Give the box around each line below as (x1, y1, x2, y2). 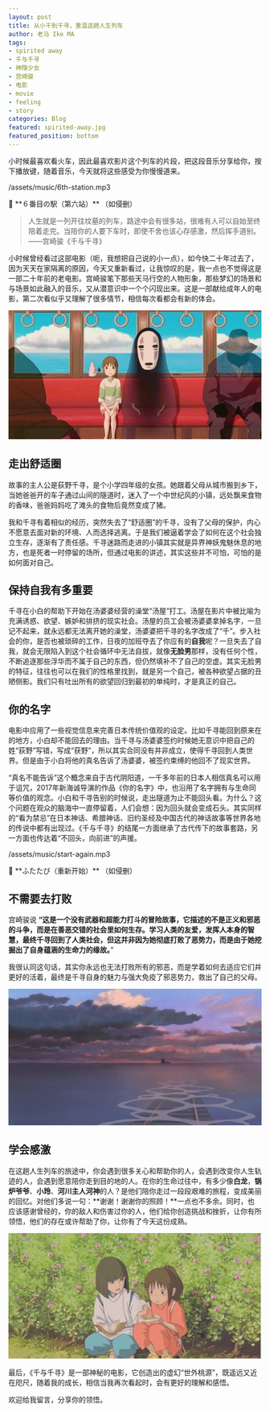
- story (8, 106, 35, 114)
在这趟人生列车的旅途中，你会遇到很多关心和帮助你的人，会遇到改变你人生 (8, 1165, 255, 1176)
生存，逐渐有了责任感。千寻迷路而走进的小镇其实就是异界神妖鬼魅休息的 (14, 537, 255, 547)
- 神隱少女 (8, 64, 40, 73)
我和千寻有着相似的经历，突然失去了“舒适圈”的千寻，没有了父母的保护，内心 (8, 517, 261, 527)
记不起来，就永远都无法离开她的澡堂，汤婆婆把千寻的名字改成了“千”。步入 (8, 626, 255, 636)
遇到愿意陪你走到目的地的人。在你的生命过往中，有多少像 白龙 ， (43, 1176, 255, 1186)
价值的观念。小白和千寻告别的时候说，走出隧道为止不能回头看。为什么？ (14, 793, 255, 803)
